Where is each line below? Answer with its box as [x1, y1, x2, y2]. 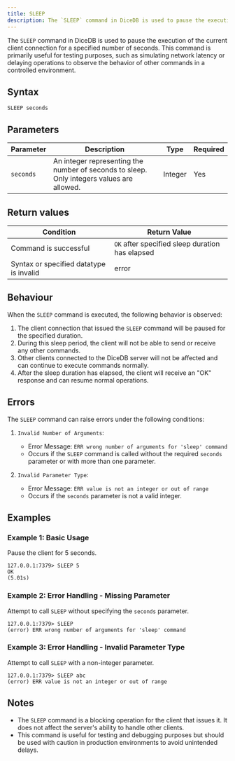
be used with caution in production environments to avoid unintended [17, 738, 218, 746]
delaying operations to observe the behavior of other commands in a [7, 58, 205, 67]
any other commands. [17, 346, 81, 355]
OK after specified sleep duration [114, 239, 220, 249]
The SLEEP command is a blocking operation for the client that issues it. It [17, 715, 227, 724]
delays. [17, 746, 38, 754]
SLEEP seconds [7, 104, 49, 112]
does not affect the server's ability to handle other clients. [17, 723, 185, 732]
